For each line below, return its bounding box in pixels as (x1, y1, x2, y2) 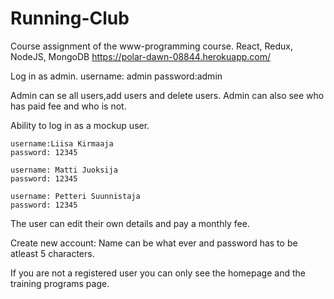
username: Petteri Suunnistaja (10, 191, 141, 201)
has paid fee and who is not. (10, 100, 127, 112)
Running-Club (10, 7, 130, 30)
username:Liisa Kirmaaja (10, 138, 114, 149)
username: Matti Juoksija (10, 165, 118, 175)
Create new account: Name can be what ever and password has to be (10, 237, 298, 249)
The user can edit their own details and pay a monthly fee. (10, 217, 250, 229)
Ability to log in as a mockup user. (10, 119, 150, 131)
